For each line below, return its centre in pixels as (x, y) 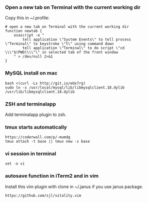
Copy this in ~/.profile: (27, 18)
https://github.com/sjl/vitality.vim (43, 195)
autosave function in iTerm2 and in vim (52, 176)
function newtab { (24, 31)
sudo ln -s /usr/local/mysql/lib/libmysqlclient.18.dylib (65, 87)
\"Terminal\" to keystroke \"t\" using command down (59, 44)
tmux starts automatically (36, 127)
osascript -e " (29, 36)
